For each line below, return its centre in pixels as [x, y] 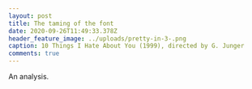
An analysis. [29, 76]
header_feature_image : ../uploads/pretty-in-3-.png [97, 38]
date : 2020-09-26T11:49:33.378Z [63, 31]
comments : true [34, 53]
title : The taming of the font [61, 23]
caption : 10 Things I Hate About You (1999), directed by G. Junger [126, 46]
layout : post [30, 16]
